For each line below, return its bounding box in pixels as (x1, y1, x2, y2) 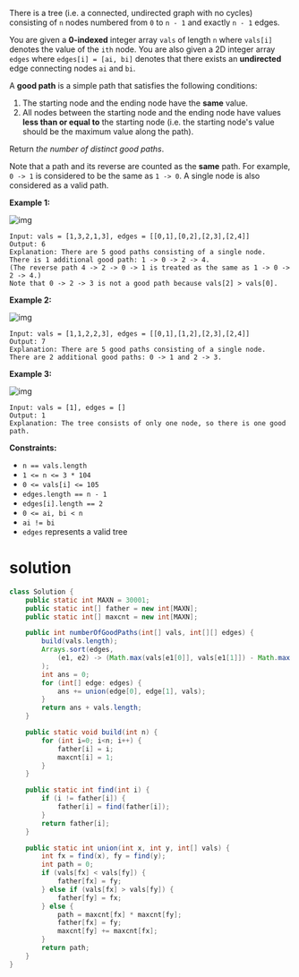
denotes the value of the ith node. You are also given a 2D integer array (9, 44, 276, 55)
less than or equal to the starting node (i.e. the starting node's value (21, 116, 275, 127)
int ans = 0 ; (41, 670, 90, 679)
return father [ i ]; (41, 818, 110, 827)
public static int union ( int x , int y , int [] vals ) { (25, 844, 230, 853)
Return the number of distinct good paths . (9, 143, 165, 154)
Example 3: (9, 369, 52, 379)
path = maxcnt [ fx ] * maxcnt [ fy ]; (56, 910, 182, 919)
